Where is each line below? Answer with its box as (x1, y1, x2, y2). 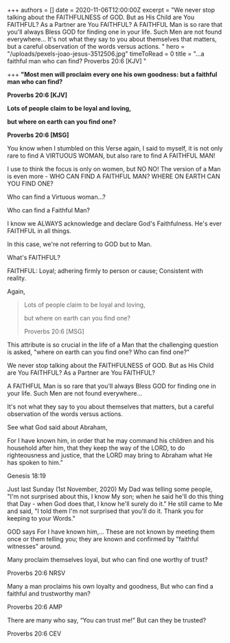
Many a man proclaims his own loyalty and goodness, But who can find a (7, 582, 214, 590)
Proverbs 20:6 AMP (7, 603, 63, 611)
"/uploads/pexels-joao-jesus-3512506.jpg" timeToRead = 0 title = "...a (7, 50, 205, 58)
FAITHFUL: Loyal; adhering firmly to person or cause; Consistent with (7, 267, 204, 274)
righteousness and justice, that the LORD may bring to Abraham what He (7, 451, 213, 459)
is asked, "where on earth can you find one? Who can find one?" (7, 348, 190, 356)
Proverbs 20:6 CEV (7, 629, 62, 637)
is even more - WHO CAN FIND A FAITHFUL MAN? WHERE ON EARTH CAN (7, 172, 221, 180)
